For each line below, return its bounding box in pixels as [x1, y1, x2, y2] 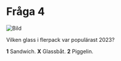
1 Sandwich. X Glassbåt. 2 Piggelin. [6, 47, 94, 55]
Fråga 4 [6, 5, 45, 19]
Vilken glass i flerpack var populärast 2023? [6, 36, 115, 43]
